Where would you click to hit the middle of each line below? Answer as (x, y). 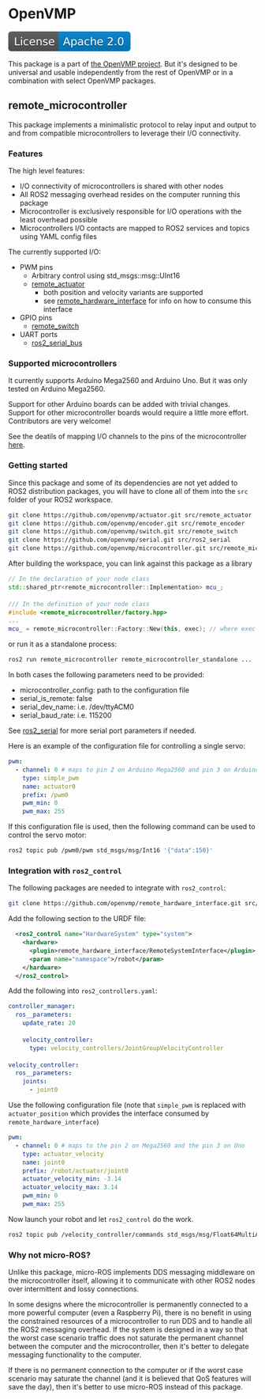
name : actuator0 (49, 787)
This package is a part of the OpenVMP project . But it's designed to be (123, 63)
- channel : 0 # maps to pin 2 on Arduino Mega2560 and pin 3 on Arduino (137, 770)
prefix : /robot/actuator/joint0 (75, 1171)
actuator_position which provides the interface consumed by (109, 1113)
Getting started (38, 465)
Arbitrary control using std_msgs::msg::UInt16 (106, 276)
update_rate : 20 (49, 1023)
